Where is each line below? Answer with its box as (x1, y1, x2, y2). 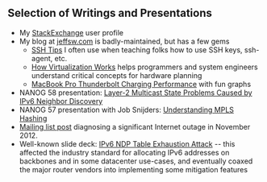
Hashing (19, 113, 48, 123)
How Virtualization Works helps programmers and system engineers (31, 62, 259, 72)
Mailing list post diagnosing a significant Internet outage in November (19, 122, 251, 131)
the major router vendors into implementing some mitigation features (19, 164, 248, 174)
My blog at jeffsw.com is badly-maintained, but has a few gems (19, 36, 230, 46)
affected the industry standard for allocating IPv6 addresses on (19, 147, 230, 157)
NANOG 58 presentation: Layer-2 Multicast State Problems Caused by (19, 88, 252, 97)
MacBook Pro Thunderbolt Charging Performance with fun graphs (31, 79, 252, 89)
